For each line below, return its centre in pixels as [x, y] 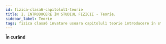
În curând [16, 37]
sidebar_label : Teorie [29, 19]
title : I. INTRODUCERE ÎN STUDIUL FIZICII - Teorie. [61, 14]
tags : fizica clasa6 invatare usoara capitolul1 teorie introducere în [81, 23]
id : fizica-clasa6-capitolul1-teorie [44, 10]
